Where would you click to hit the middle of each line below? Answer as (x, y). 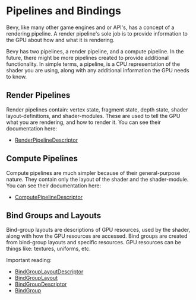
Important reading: (29, 260)
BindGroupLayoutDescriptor (49, 272)
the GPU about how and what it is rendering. (60, 40)
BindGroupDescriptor (41, 284)
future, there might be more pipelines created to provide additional (88, 58)
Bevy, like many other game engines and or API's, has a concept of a (90, 27)
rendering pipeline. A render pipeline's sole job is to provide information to (97, 33)
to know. (17, 76)
